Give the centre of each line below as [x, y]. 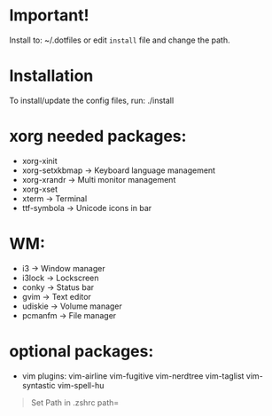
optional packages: [82, 351]
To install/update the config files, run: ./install [92, 100]
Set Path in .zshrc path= [75, 402]
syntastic [39, 385]
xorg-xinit [39, 161]
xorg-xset [40, 189]
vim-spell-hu [81, 385]
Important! [49, 16]
